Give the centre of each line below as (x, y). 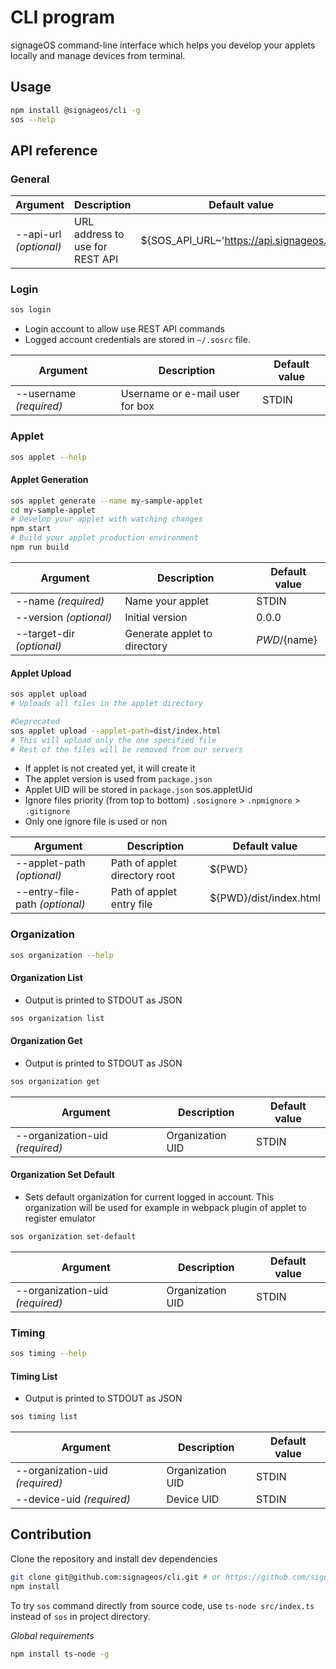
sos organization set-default (73, 1236)
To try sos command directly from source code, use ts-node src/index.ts (162, 1605)
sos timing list (44, 1417)
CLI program (63, 17)
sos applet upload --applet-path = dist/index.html (116, 731)
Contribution (51, 1534)
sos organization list (57, 1018)
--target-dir (45, 633)
